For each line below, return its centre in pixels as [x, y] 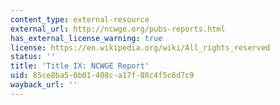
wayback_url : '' [44, 85]
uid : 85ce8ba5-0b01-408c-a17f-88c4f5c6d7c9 [102, 76]
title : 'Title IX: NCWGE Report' [80, 66]
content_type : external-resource [80, 19]
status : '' [33, 57]
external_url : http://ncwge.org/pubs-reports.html [118, 29]
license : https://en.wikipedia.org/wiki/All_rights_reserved [140, 47]
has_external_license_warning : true [86, 38]
